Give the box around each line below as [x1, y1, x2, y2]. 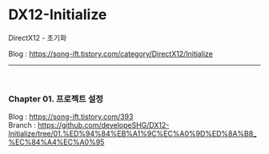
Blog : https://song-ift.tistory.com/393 [8, 112, 134, 121]
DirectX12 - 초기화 [8, 33, 67, 42]
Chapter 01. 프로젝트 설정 [8, 93, 104, 105]
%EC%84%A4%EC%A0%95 [8, 137, 105, 147]
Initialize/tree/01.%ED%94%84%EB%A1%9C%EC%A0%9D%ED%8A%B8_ [8, 129, 257, 139]
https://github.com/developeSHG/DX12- [37, 120, 170, 130]
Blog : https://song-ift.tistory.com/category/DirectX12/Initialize [8, 49, 214, 58]
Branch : [8, 120, 36, 130]
